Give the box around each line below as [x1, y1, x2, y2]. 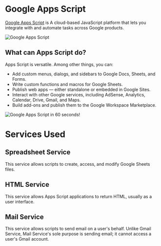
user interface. [5, 199, 35, 204]
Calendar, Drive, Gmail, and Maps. [12, 97, 81, 103]
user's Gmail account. [5, 236, 49, 242]
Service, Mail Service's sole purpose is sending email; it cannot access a [5, 231, 152, 237]
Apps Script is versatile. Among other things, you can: [5, 61, 114, 67]
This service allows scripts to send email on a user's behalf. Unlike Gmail [5, 226, 151, 232]
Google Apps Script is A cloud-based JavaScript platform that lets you [5, 20, 146, 25]
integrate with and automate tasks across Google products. [5, 24, 124, 30]
